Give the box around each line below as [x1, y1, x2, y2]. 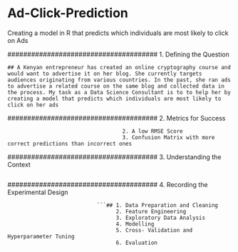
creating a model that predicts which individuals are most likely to [7, 95, 222, 102]
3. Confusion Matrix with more [122, 133, 215, 141]
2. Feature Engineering [115, 208, 187, 215]
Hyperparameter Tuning [7, 233, 75, 240]
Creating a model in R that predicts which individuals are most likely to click [7, 29, 229, 37]
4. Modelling [115, 220, 155, 228]
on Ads [7, 36, 29, 44]
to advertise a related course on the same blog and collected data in [7, 82, 224, 90]
